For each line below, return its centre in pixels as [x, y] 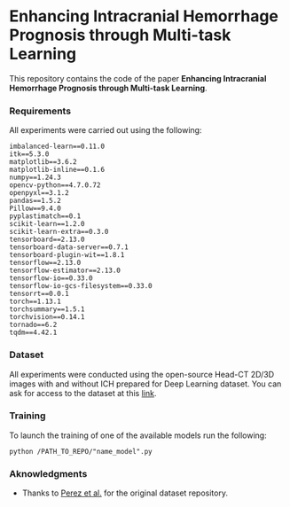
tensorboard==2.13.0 [47, 240]
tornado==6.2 [33, 325]
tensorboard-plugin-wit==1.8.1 [67, 255]
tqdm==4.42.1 [33, 333]
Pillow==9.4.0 [35, 209]
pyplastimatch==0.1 [45, 216]
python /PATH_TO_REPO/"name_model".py [81, 451]
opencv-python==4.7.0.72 [55, 185]
